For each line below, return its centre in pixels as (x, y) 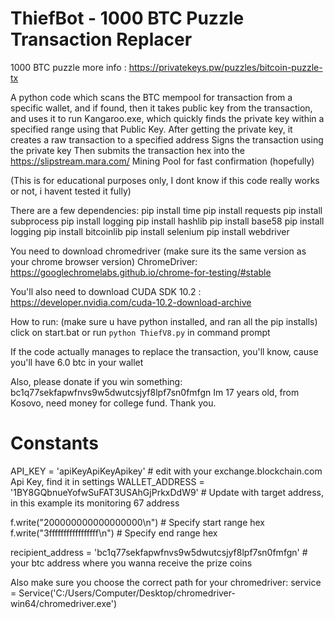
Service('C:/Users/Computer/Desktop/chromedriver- (127, 593)
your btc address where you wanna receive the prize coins (131, 563)
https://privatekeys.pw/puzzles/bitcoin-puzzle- (225, 67)
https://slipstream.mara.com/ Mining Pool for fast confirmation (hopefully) (162, 161)
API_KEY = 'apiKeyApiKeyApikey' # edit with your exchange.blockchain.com (166, 471)
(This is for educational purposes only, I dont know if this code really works (165, 180)
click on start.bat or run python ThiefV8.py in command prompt (140, 332)
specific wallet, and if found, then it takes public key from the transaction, (161, 108)
